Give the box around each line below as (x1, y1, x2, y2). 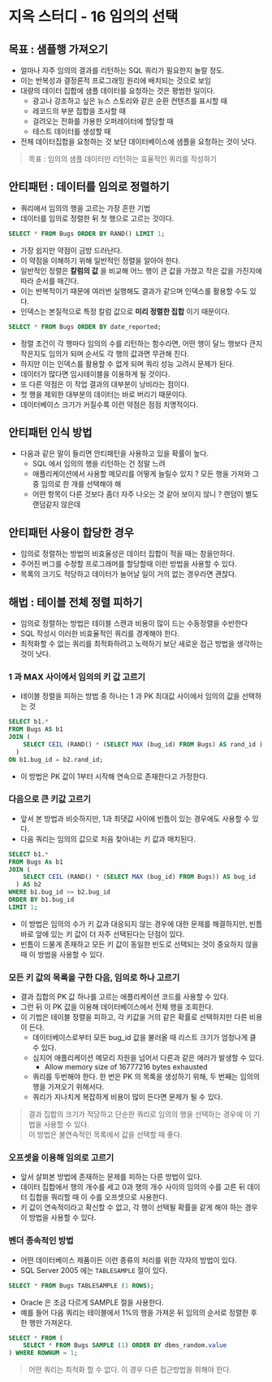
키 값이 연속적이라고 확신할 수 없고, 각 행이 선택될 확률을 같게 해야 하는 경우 (19, 1202, 258, 1213)
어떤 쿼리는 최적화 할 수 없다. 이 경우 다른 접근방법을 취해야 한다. (28, 1365, 231, 1375)
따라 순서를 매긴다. (19, 276, 80, 286)
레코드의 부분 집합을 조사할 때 (32, 107, 126, 116)
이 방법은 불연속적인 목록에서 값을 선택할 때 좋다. (28, 1130, 183, 1139)
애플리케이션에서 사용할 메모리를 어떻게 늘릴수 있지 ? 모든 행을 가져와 (32, 469, 251, 479)
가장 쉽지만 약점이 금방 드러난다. (19, 245, 123, 255)
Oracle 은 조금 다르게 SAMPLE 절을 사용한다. (19, 1297, 164, 1307)
